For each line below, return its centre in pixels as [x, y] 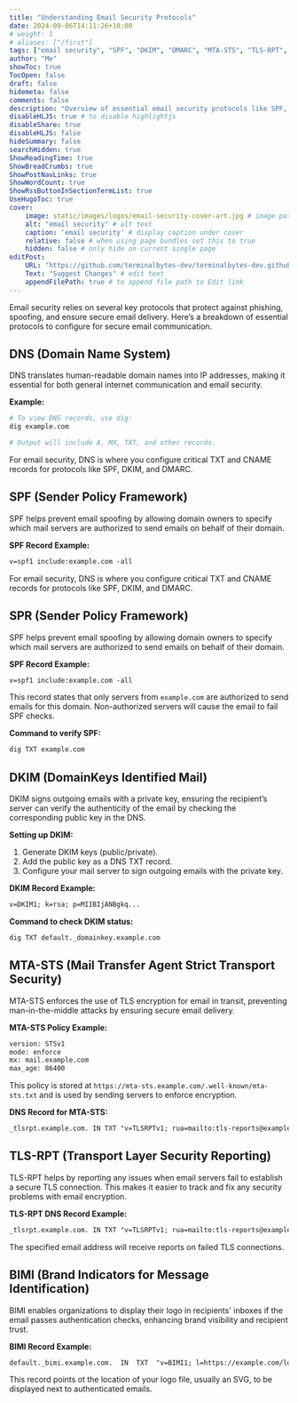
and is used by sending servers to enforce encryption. [138, 1095]
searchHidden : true [45, 149]
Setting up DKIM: [41, 835]
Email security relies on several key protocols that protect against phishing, [146, 307]
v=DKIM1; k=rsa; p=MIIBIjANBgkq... [75, 905]
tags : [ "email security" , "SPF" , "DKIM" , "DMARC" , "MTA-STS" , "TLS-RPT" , [149, 51]
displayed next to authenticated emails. [81, 1389]
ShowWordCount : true [47, 183]
